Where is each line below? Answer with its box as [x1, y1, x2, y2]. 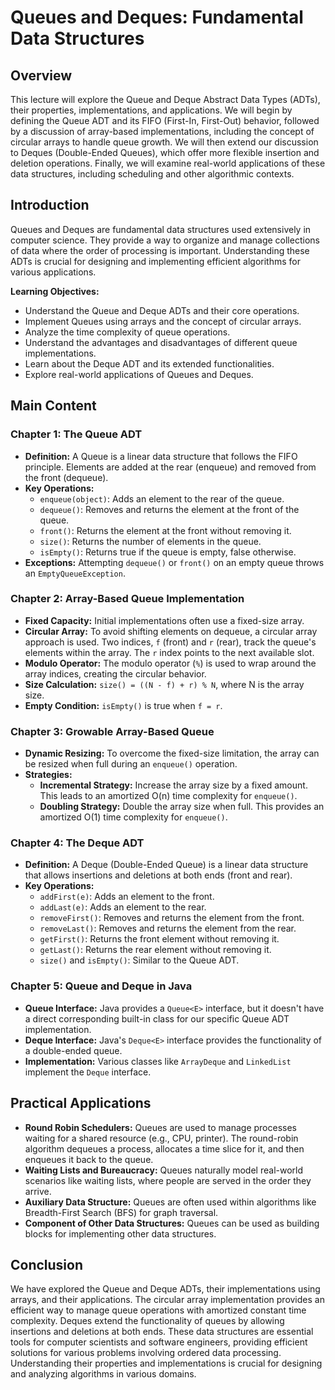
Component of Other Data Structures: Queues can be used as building [24, 1217, 320, 1229]
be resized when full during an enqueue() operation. [24, 758, 238, 770]
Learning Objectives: [10, 285, 100, 297]
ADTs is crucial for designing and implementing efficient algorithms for [10, 255, 301, 267]
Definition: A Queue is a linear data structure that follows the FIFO [24, 450, 298, 462]
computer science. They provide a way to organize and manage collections [10, 234, 320, 246]
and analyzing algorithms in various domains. [10, 1368, 197, 1380]
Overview [10, 67, 73, 84]
